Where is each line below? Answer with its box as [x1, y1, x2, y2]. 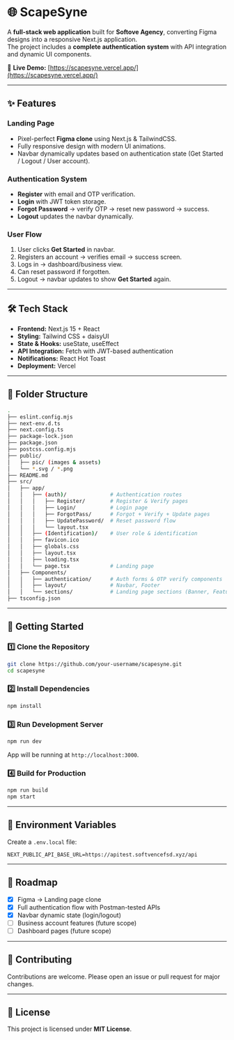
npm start [7, 793, 36, 801]
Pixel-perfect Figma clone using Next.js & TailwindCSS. [17, 134, 177, 143]
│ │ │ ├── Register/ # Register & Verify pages [7, 498, 189, 505]
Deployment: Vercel [17, 362, 76, 370]
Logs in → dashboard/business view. [17, 260, 123, 269]
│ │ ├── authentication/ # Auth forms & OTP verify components [7, 575, 223, 582]
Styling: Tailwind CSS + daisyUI [17, 332, 109, 340]
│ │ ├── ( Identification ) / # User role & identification [7, 530, 198, 537]
